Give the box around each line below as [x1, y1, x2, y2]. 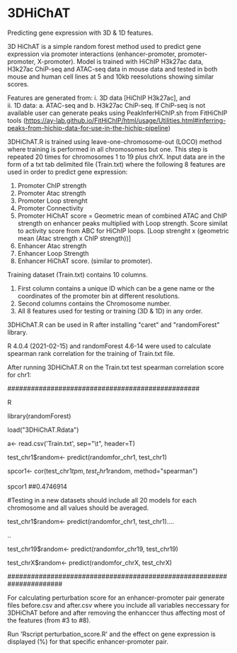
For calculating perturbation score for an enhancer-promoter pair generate [7, 593, 225, 602]
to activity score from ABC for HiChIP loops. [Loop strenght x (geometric [17, 226, 230, 235]
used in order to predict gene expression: [7, 167, 128, 176]
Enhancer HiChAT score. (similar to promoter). [17, 257, 153, 265]
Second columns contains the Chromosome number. [17, 299, 171, 308]
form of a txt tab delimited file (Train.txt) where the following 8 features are [7, 160, 226, 168]
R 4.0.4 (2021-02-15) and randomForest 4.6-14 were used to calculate [7, 342, 212, 350]
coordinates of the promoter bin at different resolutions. [17, 291, 180, 300]
